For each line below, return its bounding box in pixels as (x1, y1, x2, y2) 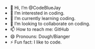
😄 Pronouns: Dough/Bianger (10, 33, 70, 39)
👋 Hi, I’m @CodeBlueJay (10, 5, 61, 10)
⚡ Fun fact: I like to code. (10, 39, 62, 45)
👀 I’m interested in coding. (10, 10, 65, 16)
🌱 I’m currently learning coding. (10, 15, 76, 21)
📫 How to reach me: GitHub (10, 26, 69, 32)
